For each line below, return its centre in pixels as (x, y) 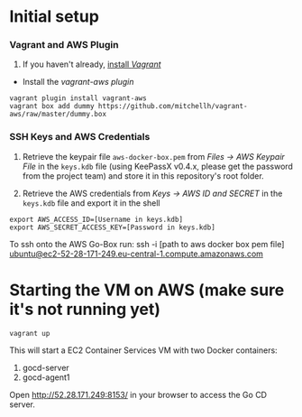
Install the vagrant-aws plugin (78, 82)
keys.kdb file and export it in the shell (91, 203)
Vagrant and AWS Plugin (64, 45)
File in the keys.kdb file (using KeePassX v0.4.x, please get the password (157, 166)
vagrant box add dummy (52, 107)
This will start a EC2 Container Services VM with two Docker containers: (143, 350)
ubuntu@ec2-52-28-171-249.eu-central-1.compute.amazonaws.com (137, 254)
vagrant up (30, 333)
